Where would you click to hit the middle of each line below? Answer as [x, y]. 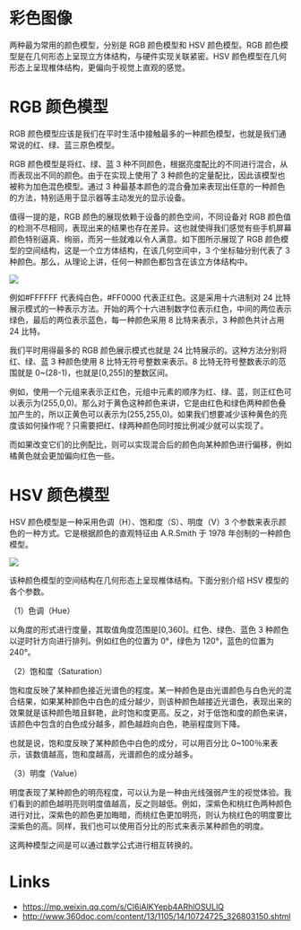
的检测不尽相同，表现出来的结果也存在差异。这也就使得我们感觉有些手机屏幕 [150, 228]
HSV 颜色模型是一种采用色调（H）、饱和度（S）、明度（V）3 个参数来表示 [144, 522]
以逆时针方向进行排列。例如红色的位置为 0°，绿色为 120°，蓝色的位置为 [142, 640]
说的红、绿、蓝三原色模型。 [68, 145]
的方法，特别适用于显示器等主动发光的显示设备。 [99, 197]
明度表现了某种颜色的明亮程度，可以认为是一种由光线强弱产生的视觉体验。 [146, 792]
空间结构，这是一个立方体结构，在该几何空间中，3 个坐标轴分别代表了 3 [158, 250]
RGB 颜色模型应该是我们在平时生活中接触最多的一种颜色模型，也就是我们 [144, 133]
